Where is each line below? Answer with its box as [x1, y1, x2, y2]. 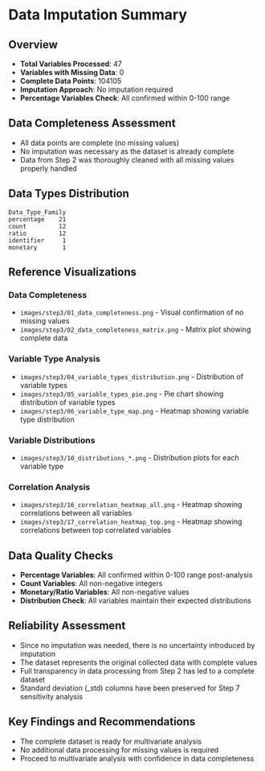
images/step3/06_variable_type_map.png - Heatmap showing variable [19, 406, 249, 415]
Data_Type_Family [8, 208, 67, 216]
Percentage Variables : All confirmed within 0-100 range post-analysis [19, 570, 253, 580]
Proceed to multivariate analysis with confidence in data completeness [19, 753, 255, 763]
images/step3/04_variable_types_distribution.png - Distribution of [19, 372, 243, 381]
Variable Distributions [8, 435, 96, 446]
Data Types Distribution [8, 187, 130, 200]
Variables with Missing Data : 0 [19, 68, 124, 77]
